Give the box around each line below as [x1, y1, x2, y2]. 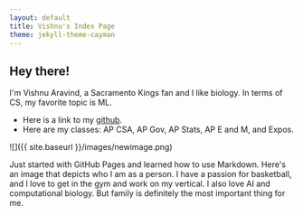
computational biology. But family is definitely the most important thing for [9, 188, 286, 199]
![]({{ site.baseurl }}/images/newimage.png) [9, 142, 174, 153]
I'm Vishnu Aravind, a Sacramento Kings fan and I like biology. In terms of [9, 88, 283, 98]
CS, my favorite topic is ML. [9, 97, 113, 108]
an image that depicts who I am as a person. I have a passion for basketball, [9, 169, 292, 180]
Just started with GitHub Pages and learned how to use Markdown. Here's [9, 159, 287, 170]
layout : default [9, 13, 71, 23]
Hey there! [9, 63, 71, 79]
